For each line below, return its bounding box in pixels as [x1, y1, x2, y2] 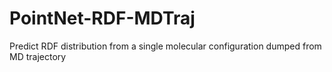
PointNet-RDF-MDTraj [9, 7, 196, 30]
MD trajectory [9, 50, 67, 62]
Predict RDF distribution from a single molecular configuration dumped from [9, 40, 322, 52]
